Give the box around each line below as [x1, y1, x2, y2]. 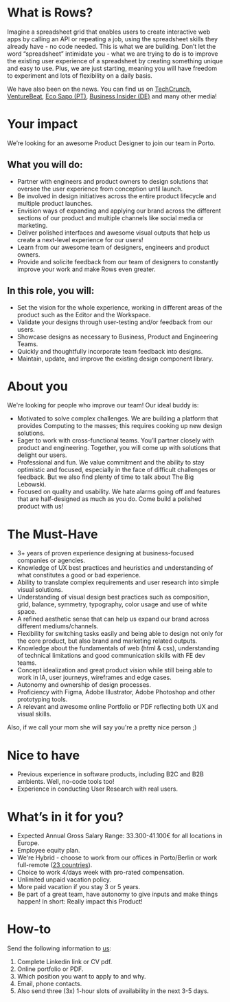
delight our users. [16, 451, 67, 459]
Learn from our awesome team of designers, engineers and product [16, 243, 209, 251]
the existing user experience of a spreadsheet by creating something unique [7, 56, 223, 65]
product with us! [16, 502, 64, 511]
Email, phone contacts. [16, 979, 82, 988]
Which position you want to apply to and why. [16, 972, 146, 981]
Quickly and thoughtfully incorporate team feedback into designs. [16, 347, 203, 355]
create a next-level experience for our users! [16, 235, 143, 244]
